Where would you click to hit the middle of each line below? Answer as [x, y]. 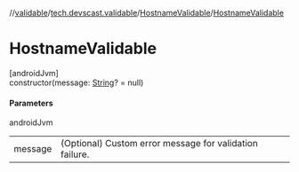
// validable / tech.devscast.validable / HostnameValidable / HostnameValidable [147, 13]
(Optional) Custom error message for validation [159, 144]
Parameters [31, 103]
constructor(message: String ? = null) [77, 82]
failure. [75, 154]
